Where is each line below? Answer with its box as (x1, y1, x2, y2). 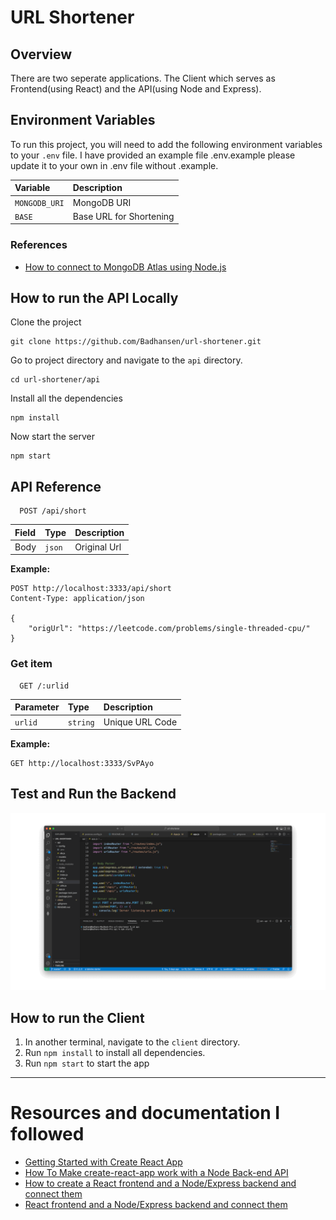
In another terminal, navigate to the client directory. (24, 1036, 241, 1048)
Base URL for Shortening (72, 210, 175, 222)
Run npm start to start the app (24, 1057, 150, 1070)
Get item (10, 657, 53, 671)
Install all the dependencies (10, 392, 123, 405)
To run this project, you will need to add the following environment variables (10, 138, 323, 150)
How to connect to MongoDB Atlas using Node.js (24, 261, 227, 273)
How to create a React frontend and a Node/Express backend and (24, 1177, 297, 1190)
